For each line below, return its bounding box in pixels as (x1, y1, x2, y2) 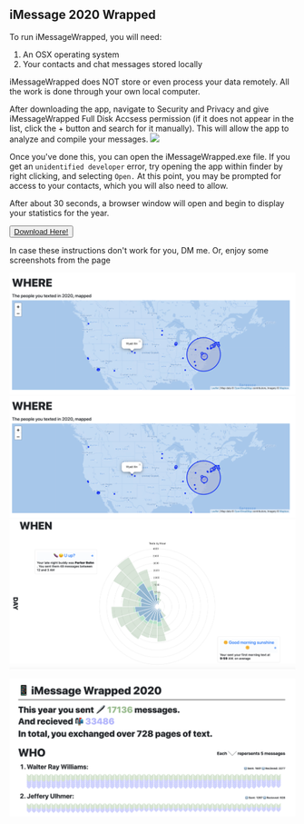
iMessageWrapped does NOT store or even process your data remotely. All (9, 76, 290, 87)
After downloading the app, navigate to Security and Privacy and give (9, 104, 270, 114)
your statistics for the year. (9, 207, 110, 218)
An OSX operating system (22, 49, 120, 60)
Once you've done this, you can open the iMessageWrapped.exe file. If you (9, 151, 290, 162)
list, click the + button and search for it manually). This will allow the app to (9, 123, 289, 134)
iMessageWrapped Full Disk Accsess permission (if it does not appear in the (9, 113, 295, 124)
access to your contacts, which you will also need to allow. (9, 180, 229, 191)
